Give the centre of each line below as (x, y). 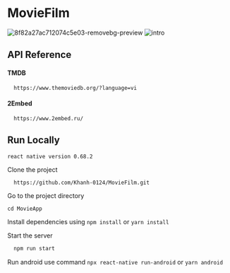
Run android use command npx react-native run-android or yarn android (115, 262)
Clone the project (32, 169)
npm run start (34, 249)
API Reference (40, 55)
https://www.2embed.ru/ (48, 118)
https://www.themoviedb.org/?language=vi (75, 88)
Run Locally (34, 140)
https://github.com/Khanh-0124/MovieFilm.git (82, 182)
